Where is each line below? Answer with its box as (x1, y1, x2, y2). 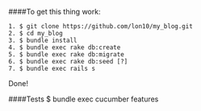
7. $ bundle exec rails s (8, 64, 95, 72)
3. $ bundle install (8, 36, 78, 44)
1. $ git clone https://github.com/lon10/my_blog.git (8, 23, 194, 31)
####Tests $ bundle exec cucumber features (8, 94, 159, 104)
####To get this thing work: (8, 7, 101, 16)
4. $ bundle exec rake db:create (8, 43, 121, 51)
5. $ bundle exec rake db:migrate (8, 51, 125, 59)
